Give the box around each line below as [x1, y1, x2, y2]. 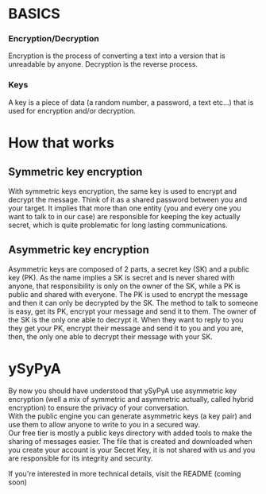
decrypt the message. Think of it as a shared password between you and [8, 195, 248, 204]
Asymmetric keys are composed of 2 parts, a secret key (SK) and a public [8, 264, 250, 274]
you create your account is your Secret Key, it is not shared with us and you [8, 445, 256, 454]
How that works [8, 133, 115, 152]
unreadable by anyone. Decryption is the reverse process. [8, 60, 199, 69]
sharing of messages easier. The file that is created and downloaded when [8, 436, 253, 446]
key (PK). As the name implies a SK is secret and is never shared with [8, 272, 236, 282]
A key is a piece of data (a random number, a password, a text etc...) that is [8, 97, 254, 107]
